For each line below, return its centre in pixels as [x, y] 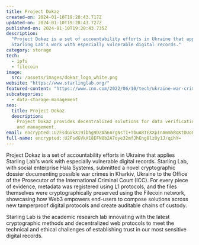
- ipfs [20, 61]
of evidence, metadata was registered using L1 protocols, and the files [92, 186]
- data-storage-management [45, 99]
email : [14, 133]
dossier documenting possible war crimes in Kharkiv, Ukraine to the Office [97, 174]
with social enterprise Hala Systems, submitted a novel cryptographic [91, 167]
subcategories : [25, 94]
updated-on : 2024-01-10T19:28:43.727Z [54, 22]
